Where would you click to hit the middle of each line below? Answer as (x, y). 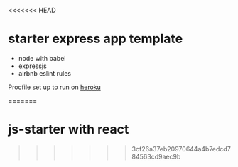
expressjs (32, 66)
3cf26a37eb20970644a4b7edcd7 (182, 149)
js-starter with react (69, 129)
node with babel (42, 58)
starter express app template (96, 39)
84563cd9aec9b (156, 156)
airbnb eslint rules (45, 73)
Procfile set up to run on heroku (55, 87)
